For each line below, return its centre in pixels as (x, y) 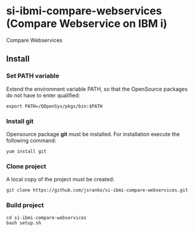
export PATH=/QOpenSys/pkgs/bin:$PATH (54, 106)
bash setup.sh (24, 223)
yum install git (26, 151)
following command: (31, 140)
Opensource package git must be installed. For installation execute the (93, 134)
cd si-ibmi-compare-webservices (46, 218)
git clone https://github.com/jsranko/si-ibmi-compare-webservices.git (97, 190)
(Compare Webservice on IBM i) (87, 24)
